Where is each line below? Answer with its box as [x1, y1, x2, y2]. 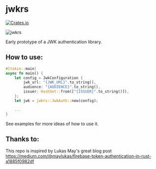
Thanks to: [5, 135, 39, 143]
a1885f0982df [5, 159, 34, 165]
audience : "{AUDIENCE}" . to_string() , [23, 85, 100, 90]
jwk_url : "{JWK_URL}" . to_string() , [23, 80, 96, 85]
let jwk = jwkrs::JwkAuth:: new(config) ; [14, 98, 98, 103]
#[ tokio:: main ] [5, 66, 37, 71]
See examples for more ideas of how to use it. [5, 121, 99, 127]
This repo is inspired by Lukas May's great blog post [5, 148, 112, 154]
